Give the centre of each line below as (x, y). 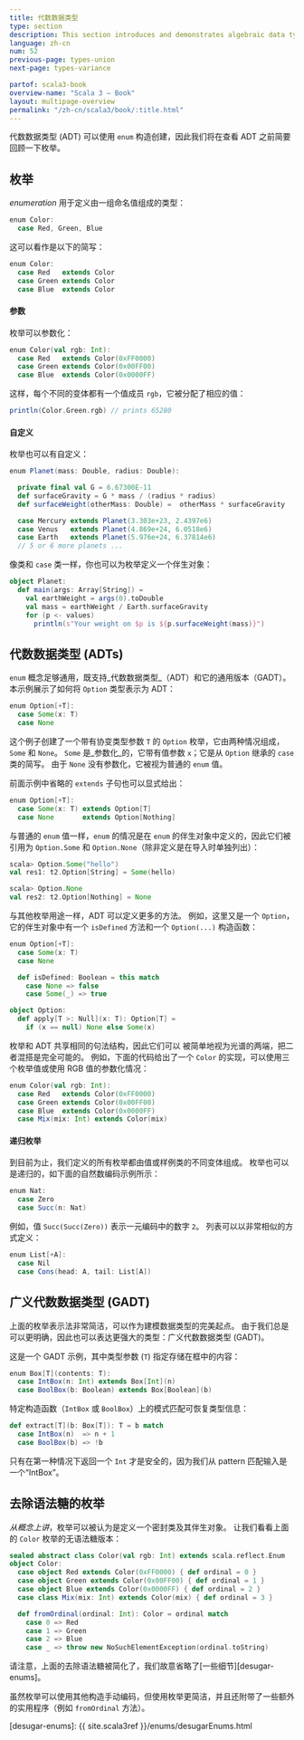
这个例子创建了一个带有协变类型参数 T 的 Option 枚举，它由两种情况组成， (147, 741)
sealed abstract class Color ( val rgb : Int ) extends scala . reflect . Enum (147, 1555)
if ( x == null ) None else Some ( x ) (90, 1028)
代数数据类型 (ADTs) (66, 654)
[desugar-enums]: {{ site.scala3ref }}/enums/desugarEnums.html (131, 1726)
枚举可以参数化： (41, 332)
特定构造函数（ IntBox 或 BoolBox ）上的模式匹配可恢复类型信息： (129, 1409)
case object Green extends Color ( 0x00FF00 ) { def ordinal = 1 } (141, 1581)
